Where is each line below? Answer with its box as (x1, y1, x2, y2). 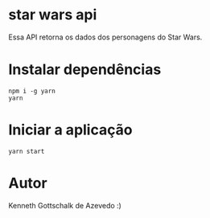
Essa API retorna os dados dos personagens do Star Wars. (8, 32, 203, 42)
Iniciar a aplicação (8, 121, 133, 139)
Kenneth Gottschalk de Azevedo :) (8, 200, 122, 210)
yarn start (8, 147, 45, 155)
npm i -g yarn (8, 87, 56, 95)
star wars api (8, 6, 97, 24)
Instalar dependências (8, 60, 162, 79)
